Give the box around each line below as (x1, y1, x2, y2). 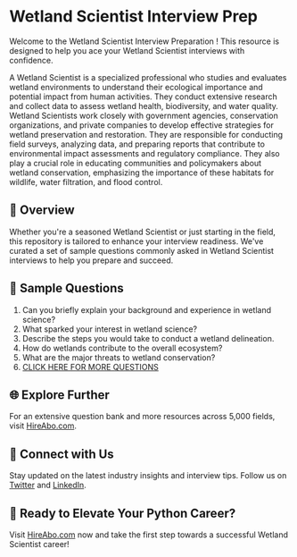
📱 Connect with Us (9, 446, 114, 461)
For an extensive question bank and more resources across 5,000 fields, (9, 411, 276, 422)
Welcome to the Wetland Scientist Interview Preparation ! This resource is (9, 36, 279, 46)
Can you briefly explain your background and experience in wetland (21, 304, 272, 315)
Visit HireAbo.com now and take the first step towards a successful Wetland (9, 529, 288, 540)
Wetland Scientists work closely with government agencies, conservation (9, 110, 278, 121)
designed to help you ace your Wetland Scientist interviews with (9, 45, 245, 55)
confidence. (9, 55, 54, 65)
